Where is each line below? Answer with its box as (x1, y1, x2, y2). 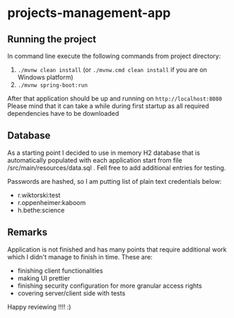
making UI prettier (17, 273, 71, 282)
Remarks (7, 226, 48, 238)
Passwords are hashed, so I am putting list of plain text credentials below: (7, 177, 222, 185)
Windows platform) (17, 73, 74, 81)
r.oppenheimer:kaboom (17, 198, 86, 206)
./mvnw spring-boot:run (17, 82, 88, 89)
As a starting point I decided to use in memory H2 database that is (7, 148, 200, 157)
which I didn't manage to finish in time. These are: (7, 252, 153, 261)
